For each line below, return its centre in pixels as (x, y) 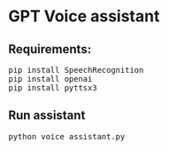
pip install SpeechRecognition (76, 70)
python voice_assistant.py (67, 136)
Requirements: (50, 49)
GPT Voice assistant (84, 16)
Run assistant (47, 116)
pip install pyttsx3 (53, 87)
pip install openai (50, 79)
